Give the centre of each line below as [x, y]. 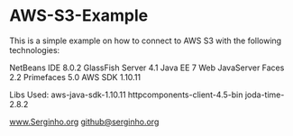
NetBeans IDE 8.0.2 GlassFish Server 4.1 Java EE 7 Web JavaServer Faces [147, 68]
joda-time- [265, 95]
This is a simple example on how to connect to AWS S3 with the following [146, 41]
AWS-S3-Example [79, 16]
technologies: [35, 50]
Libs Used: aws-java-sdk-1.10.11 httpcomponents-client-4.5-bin [126, 95]
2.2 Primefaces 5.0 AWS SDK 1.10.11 [75, 77]
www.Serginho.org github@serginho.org [84, 122]
